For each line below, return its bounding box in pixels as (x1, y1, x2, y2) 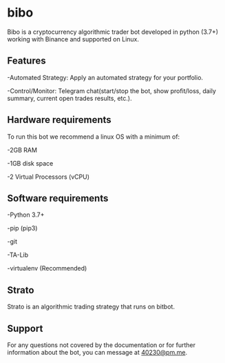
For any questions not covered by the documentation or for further (7, 341, 196, 349)
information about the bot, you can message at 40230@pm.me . (7, 349, 188, 356)
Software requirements (7, 192, 109, 204)
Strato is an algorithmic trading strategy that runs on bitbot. (7, 302, 175, 311)
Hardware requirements (7, 114, 111, 126)
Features (7, 55, 46, 67)
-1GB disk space (7, 159, 54, 167)
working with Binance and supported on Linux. (7, 35, 140, 43)
